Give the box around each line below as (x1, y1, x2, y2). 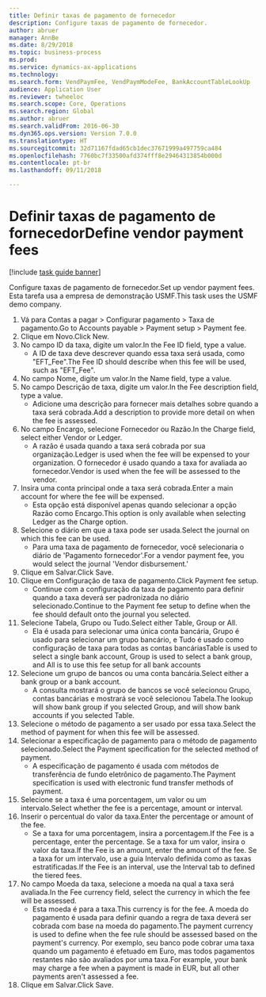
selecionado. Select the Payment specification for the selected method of (20, 744, 259, 754)
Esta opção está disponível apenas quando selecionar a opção (32, 500, 237, 510)
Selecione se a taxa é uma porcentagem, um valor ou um (20, 794, 207, 804)
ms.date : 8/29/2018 (9, 41, 74, 49)
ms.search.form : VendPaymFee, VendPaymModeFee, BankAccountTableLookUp (9, 78, 250, 86)
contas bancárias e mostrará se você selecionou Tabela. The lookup (32, 693, 253, 703)
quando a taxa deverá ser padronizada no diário (32, 592, 189, 602)
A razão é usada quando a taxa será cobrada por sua (32, 441, 206, 450)
